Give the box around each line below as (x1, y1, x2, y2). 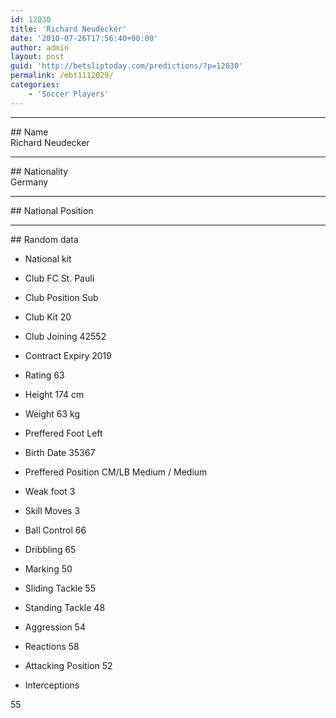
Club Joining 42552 (24, 330, 107, 342)
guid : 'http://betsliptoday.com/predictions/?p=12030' (10, 61, 244, 71)
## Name (10, 126, 49, 138)
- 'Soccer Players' (28, 89, 110, 99)
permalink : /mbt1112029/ (10, 71, 114, 81)
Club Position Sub (24, 291, 99, 303)
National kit (24, 252, 72, 265)
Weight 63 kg (24, 407, 81, 420)
